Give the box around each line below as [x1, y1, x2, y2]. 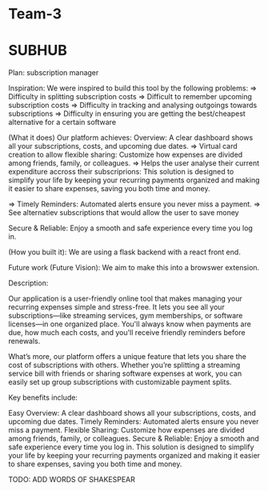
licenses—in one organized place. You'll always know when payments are [8, 319, 252, 329]
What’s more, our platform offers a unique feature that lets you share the [8, 352, 246, 361]
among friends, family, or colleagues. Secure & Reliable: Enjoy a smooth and [8, 433, 260, 444]
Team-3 [8, 5, 62, 23]
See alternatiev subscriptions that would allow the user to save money [8, 208, 239, 218]
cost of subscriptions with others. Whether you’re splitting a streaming [8, 361, 241, 370]
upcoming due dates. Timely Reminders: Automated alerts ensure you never [8, 417, 259, 426]
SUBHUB [8, 42, 68, 60]
